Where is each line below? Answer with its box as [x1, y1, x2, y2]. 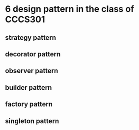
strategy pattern [5, 33, 56, 42]
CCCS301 [5, 14, 45, 25]
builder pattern [5, 83, 52, 92]
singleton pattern [5, 117, 59, 125]
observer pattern [5, 67, 58, 75]
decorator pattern [5, 50, 61, 58]
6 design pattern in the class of [5, 3, 134, 15]
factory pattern [5, 100, 53, 108]
